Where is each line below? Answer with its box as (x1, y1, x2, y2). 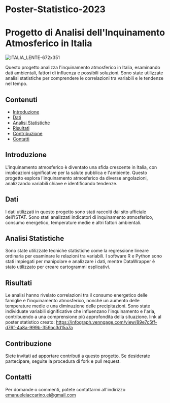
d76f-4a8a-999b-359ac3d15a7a (5, 325, 73, 331)
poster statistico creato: (5, 319, 55, 325)
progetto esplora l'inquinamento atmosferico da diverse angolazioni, (5, 175, 148, 181)
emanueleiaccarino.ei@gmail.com (5, 392, 76, 398)
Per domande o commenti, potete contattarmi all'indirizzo (5, 386, 126, 392)
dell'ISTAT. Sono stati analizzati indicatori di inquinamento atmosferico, (5, 214, 154, 220)
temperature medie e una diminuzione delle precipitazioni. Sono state (5, 303, 151, 309)
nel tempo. (5, 80, 28, 87)
